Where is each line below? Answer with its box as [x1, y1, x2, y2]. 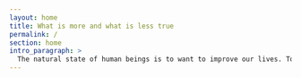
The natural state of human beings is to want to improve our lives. [17, 55, 282, 64]
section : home [9, 38, 63, 48]
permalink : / [9, 30, 58, 39]
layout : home [9, 13, 58, 22]
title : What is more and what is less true [9, 22, 175, 30]
